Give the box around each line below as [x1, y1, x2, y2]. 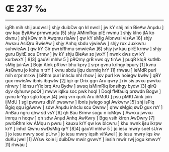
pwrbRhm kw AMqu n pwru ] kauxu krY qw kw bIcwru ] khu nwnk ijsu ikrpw [5, 120, 162, 126]
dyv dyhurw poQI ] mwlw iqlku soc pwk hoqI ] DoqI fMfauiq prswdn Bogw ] [5, 88, 161, 94]
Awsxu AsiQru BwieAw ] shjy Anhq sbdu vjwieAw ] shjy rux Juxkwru [5, 40, 146, 46]
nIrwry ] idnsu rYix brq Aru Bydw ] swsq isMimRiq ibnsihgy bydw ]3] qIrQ [5, 83, 157, 89]
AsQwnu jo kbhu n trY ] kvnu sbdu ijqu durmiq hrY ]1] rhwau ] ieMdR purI [5, 67, 157, 73]
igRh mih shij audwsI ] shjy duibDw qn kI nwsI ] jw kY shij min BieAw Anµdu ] [5, 24, 164, 30]
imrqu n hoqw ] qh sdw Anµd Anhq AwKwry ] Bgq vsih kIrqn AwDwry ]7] [5, 115, 155, 121]
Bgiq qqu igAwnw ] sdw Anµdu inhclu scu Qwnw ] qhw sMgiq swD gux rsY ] [5, 104, 163, 110]
